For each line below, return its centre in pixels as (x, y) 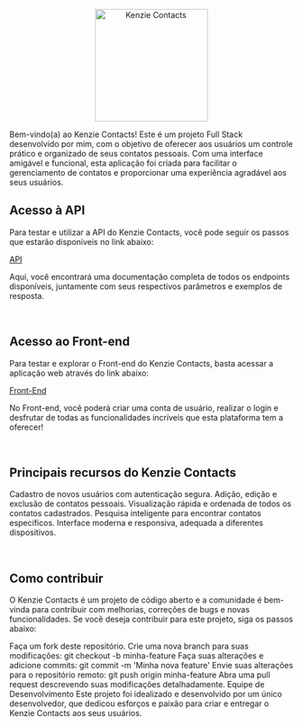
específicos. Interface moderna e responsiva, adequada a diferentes (137, 523)
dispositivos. (33, 532)
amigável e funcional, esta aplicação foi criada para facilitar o (123, 163)
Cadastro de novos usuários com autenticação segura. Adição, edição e (143, 495)
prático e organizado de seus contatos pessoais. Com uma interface (136, 154)
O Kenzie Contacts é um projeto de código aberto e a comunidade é (136, 600)
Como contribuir (56, 578)
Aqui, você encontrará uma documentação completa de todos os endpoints (150, 277)
